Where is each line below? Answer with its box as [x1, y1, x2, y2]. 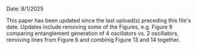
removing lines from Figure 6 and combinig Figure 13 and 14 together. [6, 36, 181, 43]
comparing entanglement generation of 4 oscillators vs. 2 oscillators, [6, 30, 179, 37]
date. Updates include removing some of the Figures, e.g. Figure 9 [6, 24, 173, 30]
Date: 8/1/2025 [6, 5, 44, 12]
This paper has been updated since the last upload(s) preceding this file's [6, 17, 192, 24]
